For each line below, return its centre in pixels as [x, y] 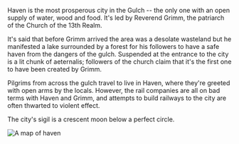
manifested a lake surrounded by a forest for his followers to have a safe [113, 46]
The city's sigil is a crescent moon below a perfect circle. [91, 119]
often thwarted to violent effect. [54, 105]
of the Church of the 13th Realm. [55, 25]
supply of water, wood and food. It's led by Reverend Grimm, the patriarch [116, 18]
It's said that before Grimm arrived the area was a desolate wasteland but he [119, 39]
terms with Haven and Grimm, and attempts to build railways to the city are [117, 98]
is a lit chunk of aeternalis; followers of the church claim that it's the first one [119, 62]
